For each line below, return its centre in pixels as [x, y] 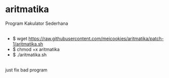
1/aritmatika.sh [28, 44]
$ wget [20, 38]
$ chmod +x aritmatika [36, 49]
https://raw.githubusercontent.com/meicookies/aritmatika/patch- [96, 38]
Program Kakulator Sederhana [37, 23]
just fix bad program [26, 70]
